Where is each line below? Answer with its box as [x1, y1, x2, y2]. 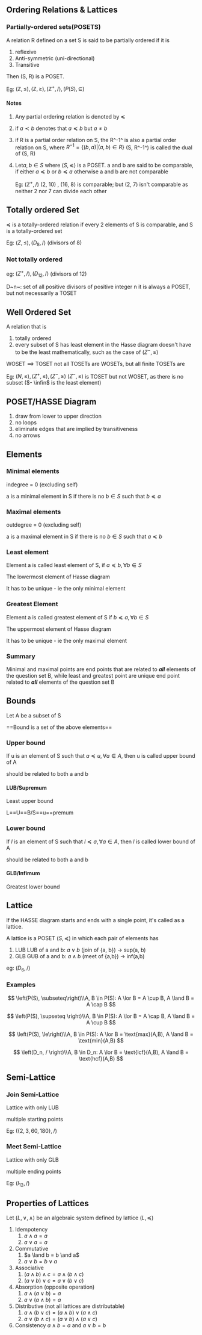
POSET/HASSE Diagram [6, 397, 97, 407]
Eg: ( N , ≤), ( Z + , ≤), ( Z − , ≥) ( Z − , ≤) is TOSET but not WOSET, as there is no [6, 371, 184, 380]
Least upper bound [6, 798, 54, 805]
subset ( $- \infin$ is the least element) [6, 379, 102, 386]
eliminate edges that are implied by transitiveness [14, 426, 138, 433]
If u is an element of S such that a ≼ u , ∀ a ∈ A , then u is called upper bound [6, 752, 195, 760]
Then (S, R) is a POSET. [6, 72, 64, 80]
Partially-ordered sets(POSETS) [6, 23, 101, 31]
